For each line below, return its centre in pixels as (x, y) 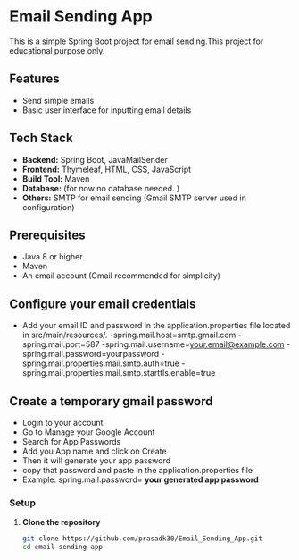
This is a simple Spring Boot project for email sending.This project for (137, 41)
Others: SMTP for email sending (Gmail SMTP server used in (134, 198)
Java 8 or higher (52, 257)
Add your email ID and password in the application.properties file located (156, 326)
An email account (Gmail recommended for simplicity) (121, 276)
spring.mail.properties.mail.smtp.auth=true (101, 363)
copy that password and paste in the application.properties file (137, 470)
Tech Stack (41, 138)
